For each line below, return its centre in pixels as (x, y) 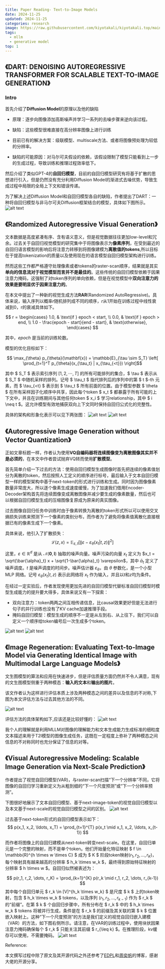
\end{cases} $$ (82, 328)
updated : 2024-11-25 (26, 19)
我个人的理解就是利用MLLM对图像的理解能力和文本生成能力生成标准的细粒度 (82, 729)
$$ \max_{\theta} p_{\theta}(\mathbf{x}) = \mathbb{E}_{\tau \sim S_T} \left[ (82, 358)
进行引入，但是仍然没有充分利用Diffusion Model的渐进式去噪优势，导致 (81, 180)
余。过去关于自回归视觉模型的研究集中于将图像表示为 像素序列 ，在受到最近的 (82, 243)
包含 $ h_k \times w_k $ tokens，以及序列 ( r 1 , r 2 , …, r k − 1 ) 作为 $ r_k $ (83, 898)
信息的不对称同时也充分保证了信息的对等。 (48, 742)
